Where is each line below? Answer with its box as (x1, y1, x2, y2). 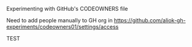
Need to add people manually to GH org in (6, 17, 113, 23)
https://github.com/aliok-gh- (113, 17, 186, 23)
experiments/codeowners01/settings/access (6, 23, 119, 30)
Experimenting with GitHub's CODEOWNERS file (6, 5, 128, 12)
